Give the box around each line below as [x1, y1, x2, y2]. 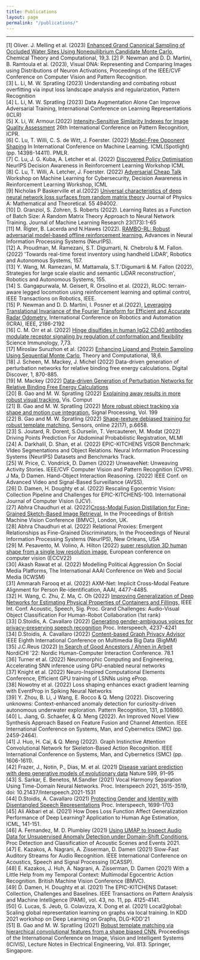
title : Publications [6, 8, 58, 15]
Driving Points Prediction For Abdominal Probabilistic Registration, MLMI [6, 434, 183, 442]
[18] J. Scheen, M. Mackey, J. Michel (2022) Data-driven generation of [6, 358, 180, 365]
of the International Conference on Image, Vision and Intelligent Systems [6, 934, 185, 942]
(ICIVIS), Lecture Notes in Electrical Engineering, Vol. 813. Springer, [6, 941, 171, 948]
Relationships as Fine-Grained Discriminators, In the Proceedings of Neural [6, 529, 190, 536]
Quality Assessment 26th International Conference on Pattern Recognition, [6, 124, 189, 131]
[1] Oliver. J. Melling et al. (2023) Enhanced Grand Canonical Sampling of [6, 42, 186, 49]
